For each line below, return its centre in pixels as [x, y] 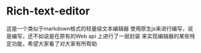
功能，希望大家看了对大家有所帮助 [54, 43]
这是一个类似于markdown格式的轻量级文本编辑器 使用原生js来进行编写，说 [100, 28]
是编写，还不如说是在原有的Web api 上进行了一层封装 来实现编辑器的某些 [98, 36]
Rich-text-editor [48, 11]
